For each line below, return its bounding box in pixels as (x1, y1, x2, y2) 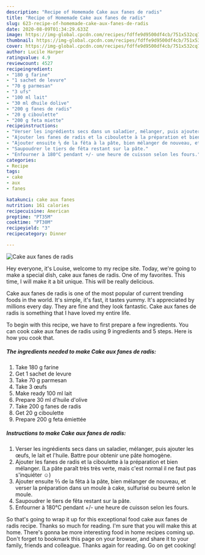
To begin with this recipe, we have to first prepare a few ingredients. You (6, 321, 189, 328)
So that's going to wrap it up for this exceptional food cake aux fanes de (6, 515, 188, 523)
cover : (6, 43, 23, 50)
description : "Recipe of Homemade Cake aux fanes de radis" (6, 9, 163, 15)
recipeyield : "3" (6, 225, 51, 232)
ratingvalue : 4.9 (6, 55, 51, 61)
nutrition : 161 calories (6, 202, 70, 208)
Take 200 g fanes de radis (15, 402, 81, 410)
